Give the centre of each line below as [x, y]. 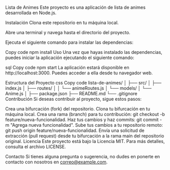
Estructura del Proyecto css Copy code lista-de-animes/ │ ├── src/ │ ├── [83, 83]
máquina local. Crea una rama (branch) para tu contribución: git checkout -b [85, 114]
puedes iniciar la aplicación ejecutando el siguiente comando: [70, 58]
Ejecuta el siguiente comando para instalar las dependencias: [69, 42]
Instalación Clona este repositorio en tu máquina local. [62, 23]
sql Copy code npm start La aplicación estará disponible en [67, 67]
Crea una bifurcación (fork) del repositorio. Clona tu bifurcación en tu [78, 109]
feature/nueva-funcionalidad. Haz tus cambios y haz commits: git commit [82, 120]
